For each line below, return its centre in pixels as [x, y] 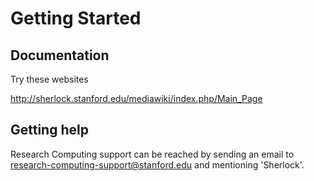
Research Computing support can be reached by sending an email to [152, 154]
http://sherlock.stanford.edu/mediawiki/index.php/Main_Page [136, 98]
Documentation [60, 55]
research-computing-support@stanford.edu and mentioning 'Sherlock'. [157, 164]
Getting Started [76, 18]
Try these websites [49, 79]
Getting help [49, 130]
